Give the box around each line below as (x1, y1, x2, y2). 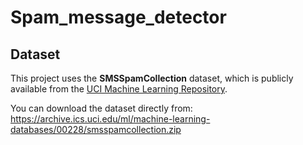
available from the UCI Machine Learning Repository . (10, 83, 228, 95)
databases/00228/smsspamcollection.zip (10, 124, 182, 135)
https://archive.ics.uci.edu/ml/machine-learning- (10, 113, 211, 125)
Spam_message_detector (10, 6, 227, 29)
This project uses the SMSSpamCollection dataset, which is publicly (10, 72, 294, 84)
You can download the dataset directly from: (10, 102, 193, 114)
